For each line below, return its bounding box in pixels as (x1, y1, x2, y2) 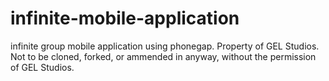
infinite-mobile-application (10, 7, 240, 30)
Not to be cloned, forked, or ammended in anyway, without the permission (10, 50, 317, 62)
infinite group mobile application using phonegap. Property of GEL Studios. (10, 40, 320, 52)
